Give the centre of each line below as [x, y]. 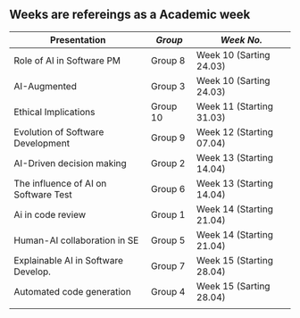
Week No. [241, 39]
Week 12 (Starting [235, 131]
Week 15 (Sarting [233, 286]
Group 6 [168, 188]
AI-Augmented [46, 86]
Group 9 [168, 138]
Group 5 [168, 240]
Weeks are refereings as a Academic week [130, 15]
